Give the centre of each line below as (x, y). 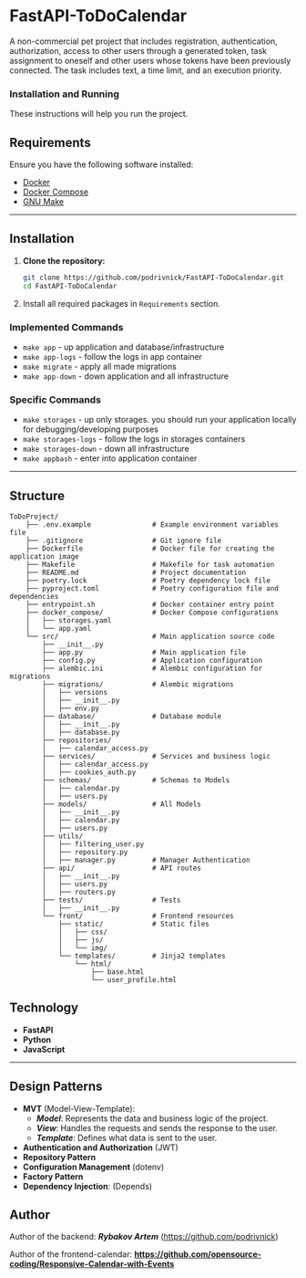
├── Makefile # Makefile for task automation (150, 565)
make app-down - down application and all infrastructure (126, 376)
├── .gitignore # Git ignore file (124, 541)
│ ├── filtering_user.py (93, 844)
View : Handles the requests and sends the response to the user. (157, 1127)
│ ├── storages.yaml (69, 621)
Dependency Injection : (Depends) (87, 1186)
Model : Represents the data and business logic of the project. (152, 1118)
